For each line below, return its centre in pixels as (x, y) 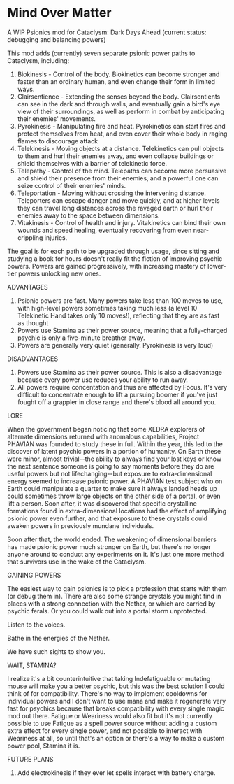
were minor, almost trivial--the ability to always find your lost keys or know (115, 459)
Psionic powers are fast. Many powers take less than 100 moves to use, (120, 300)
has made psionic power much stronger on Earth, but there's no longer (109, 546)
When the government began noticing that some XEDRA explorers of (106, 429)
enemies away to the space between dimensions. (88, 215)
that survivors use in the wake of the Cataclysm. (77, 562)
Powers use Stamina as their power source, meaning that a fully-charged (122, 330)
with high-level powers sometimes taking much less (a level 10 (107, 308)
